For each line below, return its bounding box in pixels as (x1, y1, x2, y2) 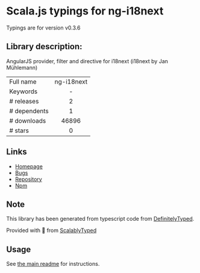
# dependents (9, 106, 49, 115)
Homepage (14, 162, 43, 170)
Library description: (6, 41, 83, 52)
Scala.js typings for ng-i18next (6, 4, 164, 18)
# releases (9, 97, 39, 105)
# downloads (9, 116, 46, 124)
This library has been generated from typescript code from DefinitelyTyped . (6, 215, 195, 222)
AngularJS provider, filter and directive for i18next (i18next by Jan (6, 57, 169, 64)
